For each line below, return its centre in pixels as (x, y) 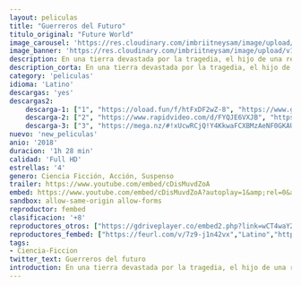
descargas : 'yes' (42, 92)
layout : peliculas (43, 17)
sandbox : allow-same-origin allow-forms (86, 201)
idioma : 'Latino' (42, 84)
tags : (19, 243)
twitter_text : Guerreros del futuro (77, 260)
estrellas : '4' (38, 168)
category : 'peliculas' (52, 76)
